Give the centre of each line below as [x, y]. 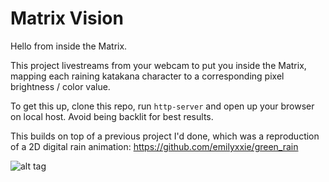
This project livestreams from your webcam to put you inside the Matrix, [158, 65]
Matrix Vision [67, 18]
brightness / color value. [60, 86]
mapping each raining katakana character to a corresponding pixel [147, 76]
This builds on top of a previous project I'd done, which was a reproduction [165, 136]
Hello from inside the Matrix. [69, 46]
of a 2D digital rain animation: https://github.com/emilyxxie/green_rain [154, 146]
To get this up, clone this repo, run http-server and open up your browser [162, 106]
